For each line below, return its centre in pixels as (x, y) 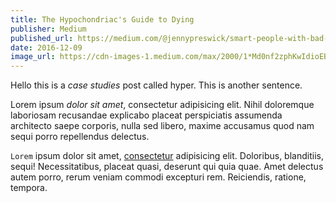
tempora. (29, 188)
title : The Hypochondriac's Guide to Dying (102, 19)
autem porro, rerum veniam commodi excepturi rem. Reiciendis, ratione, (158, 177)
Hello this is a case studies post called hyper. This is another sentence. (156, 85)
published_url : (42, 38)
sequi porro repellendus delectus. (80, 137)
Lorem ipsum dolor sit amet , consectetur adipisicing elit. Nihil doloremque (162, 105)
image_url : (33, 57)
